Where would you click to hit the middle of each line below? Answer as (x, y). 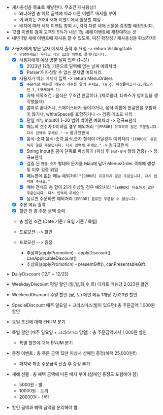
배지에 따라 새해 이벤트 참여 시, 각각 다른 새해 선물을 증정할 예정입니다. (87, 26)
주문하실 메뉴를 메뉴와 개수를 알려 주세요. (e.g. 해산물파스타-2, (85, 85)
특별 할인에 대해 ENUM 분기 (46, 343)
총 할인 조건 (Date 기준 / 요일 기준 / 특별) (58, 221)
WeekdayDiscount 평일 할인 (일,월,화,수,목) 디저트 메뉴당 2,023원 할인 (80, 284)
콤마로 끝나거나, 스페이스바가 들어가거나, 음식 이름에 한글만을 (85, 108)
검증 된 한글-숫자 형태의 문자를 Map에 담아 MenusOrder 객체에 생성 (91, 163)
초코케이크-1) (48, 90)
